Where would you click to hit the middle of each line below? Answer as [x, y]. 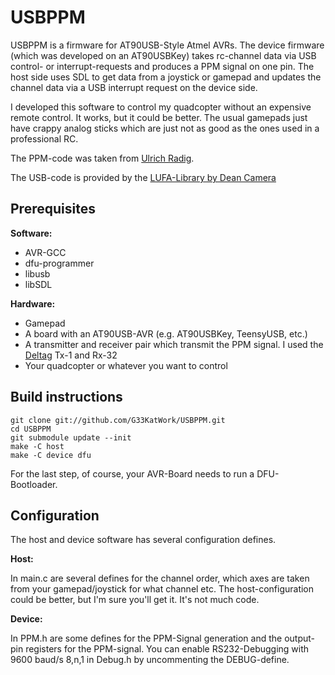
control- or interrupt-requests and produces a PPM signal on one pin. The [162, 66]
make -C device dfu [51, 455]
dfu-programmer [59, 263]
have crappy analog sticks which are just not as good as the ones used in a [165, 128]
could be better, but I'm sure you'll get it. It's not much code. [135, 600]
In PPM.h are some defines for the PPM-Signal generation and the [146, 638]
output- [300, 638]
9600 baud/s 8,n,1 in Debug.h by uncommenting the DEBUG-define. [150, 660]
